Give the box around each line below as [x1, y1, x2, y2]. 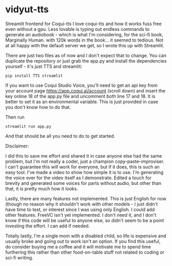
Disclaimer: [5, 143, 29, 149]
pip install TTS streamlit [5, 73, 63, 78]
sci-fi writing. [5, 254, 33, 260]
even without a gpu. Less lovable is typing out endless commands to [5, 26, 150, 32]
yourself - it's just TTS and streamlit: [5, 63, 82, 69]
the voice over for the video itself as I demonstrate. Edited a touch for [5, 175, 152, 181]
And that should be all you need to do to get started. [5, 132, 115, 139]
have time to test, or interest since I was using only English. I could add [5, 206, 155, 213]
